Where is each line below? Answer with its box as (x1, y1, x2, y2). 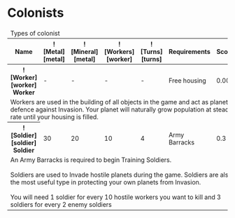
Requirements (169, 47, 211, 55)
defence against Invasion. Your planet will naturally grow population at (10, 105, 212, 114)
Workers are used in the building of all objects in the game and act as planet (10, 97, 229, 106)
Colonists (7, 5, 64, 21)
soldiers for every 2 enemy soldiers (10, 200, 112, 209)
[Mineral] (71, 47, 99, 55)
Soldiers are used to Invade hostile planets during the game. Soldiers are (10, 170, 219, 179)
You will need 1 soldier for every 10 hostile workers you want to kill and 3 (10, 193, 222, 201)
